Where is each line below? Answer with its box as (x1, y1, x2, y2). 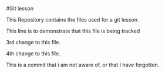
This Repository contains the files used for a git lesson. (6, 16, 139, 23)
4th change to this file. (6, 50, 60, 57)
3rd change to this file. (6, 39, 60, 45)
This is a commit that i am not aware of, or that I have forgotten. (6, 61, 160, 68)
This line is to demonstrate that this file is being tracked (6, 27, 140, 34)
